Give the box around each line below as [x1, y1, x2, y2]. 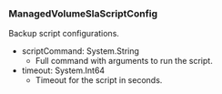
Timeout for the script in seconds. [35, 75, 163, 86]
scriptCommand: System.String [21, 46, 140, 57]
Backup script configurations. [8, 28, 120, 39]
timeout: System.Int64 [21, 65, 106, 76]
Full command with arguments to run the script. [35, 56, 213, 67]
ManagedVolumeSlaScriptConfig [8, 7, 158, 20]
